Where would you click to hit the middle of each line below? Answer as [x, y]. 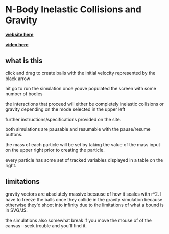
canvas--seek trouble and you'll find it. [46, 226]
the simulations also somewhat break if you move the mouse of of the [79, 220]
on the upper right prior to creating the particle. [55, 150]
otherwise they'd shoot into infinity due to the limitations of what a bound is [85, 205]
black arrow [18, 79]
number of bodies [24, 94]
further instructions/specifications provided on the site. [63, 119]
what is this [24, 61]
